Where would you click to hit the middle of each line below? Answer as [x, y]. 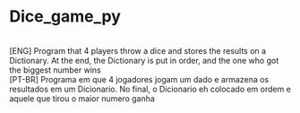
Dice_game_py [65, 17]
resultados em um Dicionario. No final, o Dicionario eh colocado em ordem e [150, 89]
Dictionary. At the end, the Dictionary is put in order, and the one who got [144, 60]
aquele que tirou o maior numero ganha [82, 98]
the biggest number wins [55, 70]
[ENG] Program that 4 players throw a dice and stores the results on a [138, 50]
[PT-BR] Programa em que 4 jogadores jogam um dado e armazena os [139, 79]
